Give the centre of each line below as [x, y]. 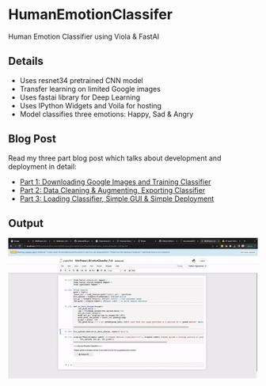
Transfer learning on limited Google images [90, 89]
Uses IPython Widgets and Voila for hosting [91, 105]
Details [26, 61]
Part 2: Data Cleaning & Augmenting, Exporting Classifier [112, 190]
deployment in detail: [42, 166]
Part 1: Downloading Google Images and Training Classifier [115, 182]
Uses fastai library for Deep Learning [80, 97]
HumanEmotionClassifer [90, 15]
